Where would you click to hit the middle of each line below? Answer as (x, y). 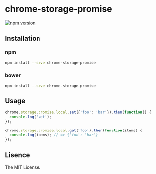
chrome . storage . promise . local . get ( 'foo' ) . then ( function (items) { (74, 130)
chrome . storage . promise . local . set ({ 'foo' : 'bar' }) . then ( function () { (78, 112)
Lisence (18, 155)
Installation (23, 38)
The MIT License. (23, 167)
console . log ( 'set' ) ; (31, 117)
